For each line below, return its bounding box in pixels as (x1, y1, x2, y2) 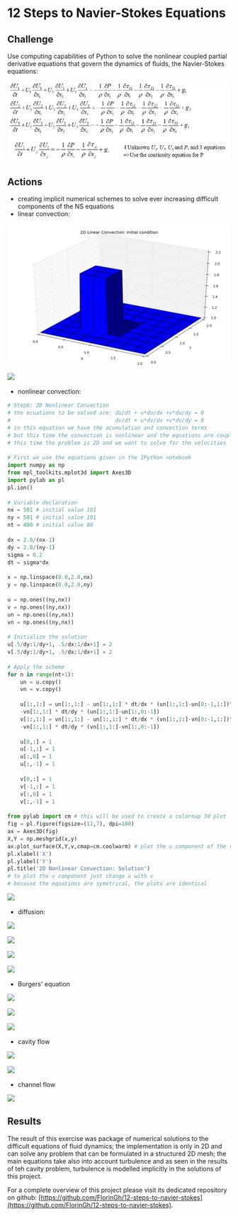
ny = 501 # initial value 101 (7, 514, 97, 522)
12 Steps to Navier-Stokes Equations (7, 5, 227, 21)
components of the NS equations (17, 202, 115, 210)
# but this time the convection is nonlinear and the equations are (7, 432, 214, 439)
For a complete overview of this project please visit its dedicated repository (7, 1186, 227, 1194)
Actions (7, 176, 42, 188)
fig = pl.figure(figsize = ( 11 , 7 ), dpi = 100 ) (7, 821, 135, 828)
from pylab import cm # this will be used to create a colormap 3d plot (7, 813, 227, 820)
